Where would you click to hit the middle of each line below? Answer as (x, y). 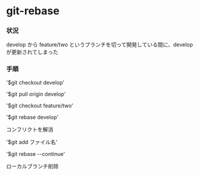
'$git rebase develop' (32, 117)
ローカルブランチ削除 (32, 166)
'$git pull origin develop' (36, 94)
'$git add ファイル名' (32, 142)
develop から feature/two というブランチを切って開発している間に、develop (99, 45)
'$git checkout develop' (35, 82)
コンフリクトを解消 (30, 129)
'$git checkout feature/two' (40, 105)
